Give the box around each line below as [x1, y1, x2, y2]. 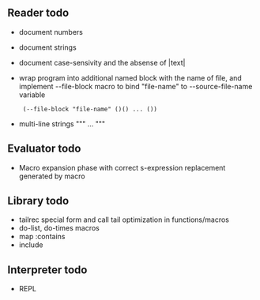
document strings [18, 43, 77, 52]
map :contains [18, 232, 66, 242]
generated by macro [18, 171, 85, 181]
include [18, 240, 43, 249]
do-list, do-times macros [18, 223, 100, 233]
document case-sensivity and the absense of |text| [18, 58, 186, 67]
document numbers [18, 27, 84, 36]
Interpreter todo [7, 263, 88, 276]
